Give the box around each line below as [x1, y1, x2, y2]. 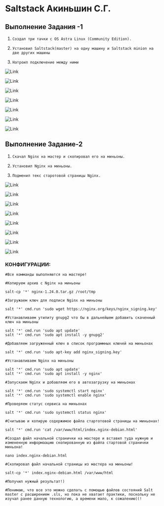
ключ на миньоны [5, 320, 38, 325]
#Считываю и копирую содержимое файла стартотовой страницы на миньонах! [5, 419, 160, 424]
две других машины [12, 50, 50, 55]
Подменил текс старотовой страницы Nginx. [12, 173, 101, 178]
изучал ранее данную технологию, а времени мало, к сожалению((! [5, 496, 142, 502]
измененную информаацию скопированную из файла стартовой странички [5, 440, 149, 445]
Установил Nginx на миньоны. [12, 164, 72, 169]
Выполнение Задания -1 [5, 23, 83, 31]
